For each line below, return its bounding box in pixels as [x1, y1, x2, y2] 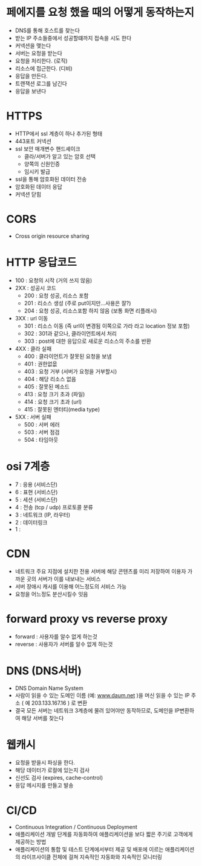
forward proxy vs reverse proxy [6, 612, 168, 626]
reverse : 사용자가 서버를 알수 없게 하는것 [15, 640, 113, 648]
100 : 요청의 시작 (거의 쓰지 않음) [15, 277, 93, 284]
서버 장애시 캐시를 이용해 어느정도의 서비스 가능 [15, 583, 127, 590]
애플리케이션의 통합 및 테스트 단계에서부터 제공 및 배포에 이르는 [15, 846, 164, 853]
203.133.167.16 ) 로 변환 [31, 699, 88, 706]
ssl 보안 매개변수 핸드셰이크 [15, 145, 80, 152]
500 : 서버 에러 [24, 421, 60, 428]
